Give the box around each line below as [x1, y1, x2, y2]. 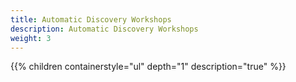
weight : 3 [10, 33, 52, 43]
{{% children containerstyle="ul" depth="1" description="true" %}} [10, 61, 287, 73]
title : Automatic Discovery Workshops [10, 14, 172, 25]
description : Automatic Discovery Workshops [10, 24, 199, 34]
